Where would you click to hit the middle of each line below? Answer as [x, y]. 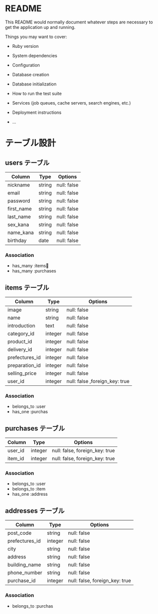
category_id [21, 334]
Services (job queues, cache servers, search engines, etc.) [71, 103]
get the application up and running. [40, 27]
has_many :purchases [34, 271]
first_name [20, 209]
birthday [17, 240]
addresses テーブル [35, 511]
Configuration [26, 65]
